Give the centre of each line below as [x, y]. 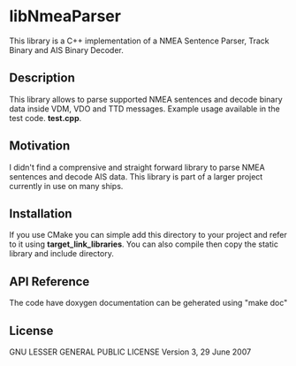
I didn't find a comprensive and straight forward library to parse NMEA [137, 167]
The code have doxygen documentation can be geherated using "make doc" [148, 303]
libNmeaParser [65, 16]
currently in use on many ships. [66, 186]
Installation [41, 213]
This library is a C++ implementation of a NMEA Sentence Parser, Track [139, 41]
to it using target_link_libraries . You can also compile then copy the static [144, 244]
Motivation [40, 146]
